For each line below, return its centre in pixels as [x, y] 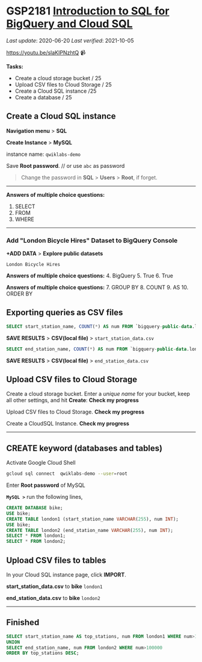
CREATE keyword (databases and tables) [84, 448]
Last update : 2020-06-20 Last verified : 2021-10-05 [70, 40]
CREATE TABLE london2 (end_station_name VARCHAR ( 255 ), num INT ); [90, 530]
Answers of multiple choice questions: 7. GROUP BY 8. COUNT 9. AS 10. [97, 288]
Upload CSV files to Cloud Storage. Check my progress [75, 412]
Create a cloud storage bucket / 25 [58, 78]
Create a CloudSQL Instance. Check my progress [68, 424]
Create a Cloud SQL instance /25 [56, 91]
